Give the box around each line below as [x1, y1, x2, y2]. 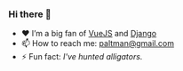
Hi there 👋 [8, 8, 52, 20]
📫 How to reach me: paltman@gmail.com [20, 38, 175, 49]
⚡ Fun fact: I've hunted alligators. [20, 51, 143, 62]
